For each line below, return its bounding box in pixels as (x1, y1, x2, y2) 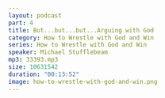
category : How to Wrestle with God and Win (8, 33, 155, 42)
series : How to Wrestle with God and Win (8, 41, 148, 49)
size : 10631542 (8, 63, 59, 71)
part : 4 (8, 19, 34, 27)
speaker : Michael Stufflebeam (8, 48, 109, 56)
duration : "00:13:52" (8, 70, 80, 78)
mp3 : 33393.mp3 (8, 56, 59, 64)
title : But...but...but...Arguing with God (8, 26, 155, 34)
